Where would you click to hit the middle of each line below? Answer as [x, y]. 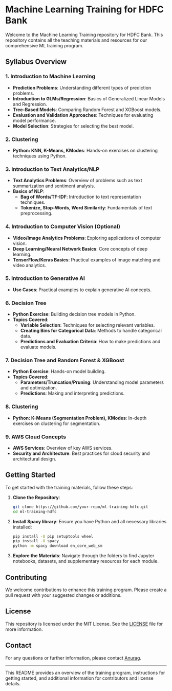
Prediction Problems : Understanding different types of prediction [82, 87]
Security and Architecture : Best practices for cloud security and [81, 453]
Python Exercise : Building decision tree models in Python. [74, 314]
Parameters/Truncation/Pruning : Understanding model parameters [92, 382]
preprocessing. [36, 213]
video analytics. [29, 265]
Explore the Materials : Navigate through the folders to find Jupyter [83, 556]
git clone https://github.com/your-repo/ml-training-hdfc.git [80, 507]
